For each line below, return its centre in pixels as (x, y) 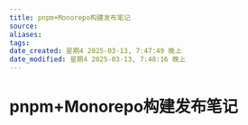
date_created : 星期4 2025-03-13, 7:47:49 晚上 (96, 51)
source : (24, 26)
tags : (19, 43)
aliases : (26, 34)
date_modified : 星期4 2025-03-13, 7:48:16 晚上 (98, 59)
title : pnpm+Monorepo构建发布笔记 (70, 18)
